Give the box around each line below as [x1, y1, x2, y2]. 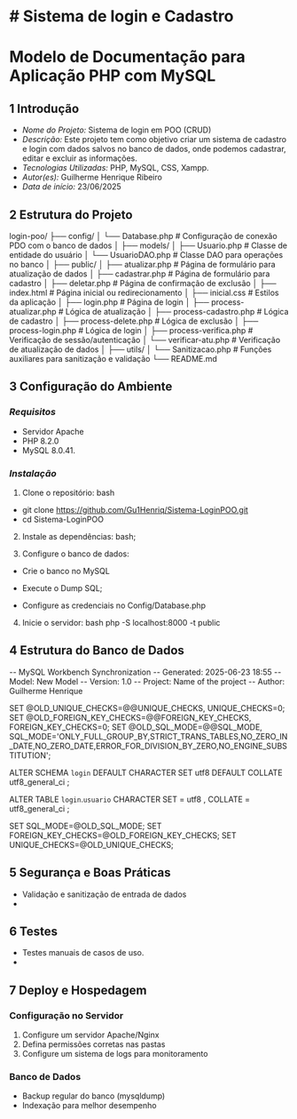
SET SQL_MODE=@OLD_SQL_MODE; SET [9, 820, 162, 831]
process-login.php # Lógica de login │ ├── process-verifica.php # [9, 325, 254, 335]
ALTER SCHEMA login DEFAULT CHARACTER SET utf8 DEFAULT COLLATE [9, 767, 283, 778]
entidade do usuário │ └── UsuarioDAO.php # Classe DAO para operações [9, 250, 284, 260]
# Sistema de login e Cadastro [9, 6, 234, 27]
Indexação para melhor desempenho [21, 1100, 157, 1111]
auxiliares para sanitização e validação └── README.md [9, 354, 217, 364]
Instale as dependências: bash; [21, 531, 137, 541]
